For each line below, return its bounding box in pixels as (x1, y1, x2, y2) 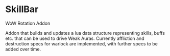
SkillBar (5, 4, 39, 15)
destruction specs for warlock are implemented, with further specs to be (5, 40, 158, 46)
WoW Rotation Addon (5, 20, 51, 26)
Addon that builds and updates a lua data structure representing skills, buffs (5, 30, 165, 36)
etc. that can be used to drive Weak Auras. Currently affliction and (5, 35, 144, 41)
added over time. (5, 46, 41, 52)
